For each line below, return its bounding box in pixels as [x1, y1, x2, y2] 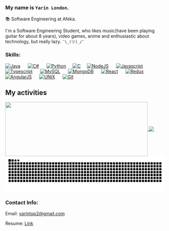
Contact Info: [5, 199, 38, 206]
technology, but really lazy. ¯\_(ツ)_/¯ [5, 39, 85, 45]
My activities [5, 88, 47, 97]
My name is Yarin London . [5, 4, 69, 11]
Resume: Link [5, 220, 34, 226]
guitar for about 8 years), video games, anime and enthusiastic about [5, 33, 149, 39]
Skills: [5, 51, 21, 59]
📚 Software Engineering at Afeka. [5, 16, 76, 22]
